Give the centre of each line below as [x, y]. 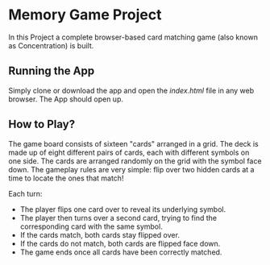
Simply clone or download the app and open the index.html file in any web [131, 90]
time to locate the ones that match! [66, 178]
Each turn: [25, 193]
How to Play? [42, 124]
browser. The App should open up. [66, 99]
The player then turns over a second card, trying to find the [118, 217]
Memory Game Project [85, 15]
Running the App [52, 71]
